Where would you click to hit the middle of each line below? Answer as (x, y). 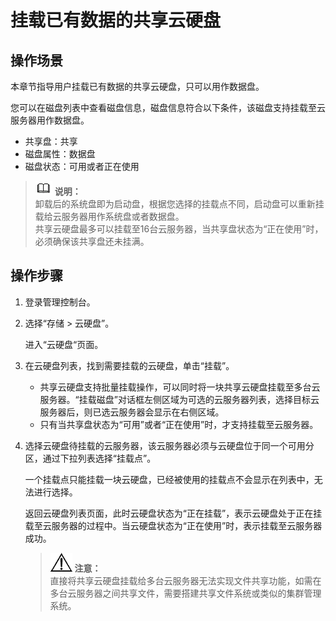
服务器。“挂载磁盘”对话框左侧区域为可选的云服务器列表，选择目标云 (179, 399)
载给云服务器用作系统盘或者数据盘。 (109, 216)
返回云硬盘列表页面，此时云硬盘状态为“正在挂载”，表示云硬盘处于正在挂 (173, 513)
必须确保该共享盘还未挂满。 (92, 241)
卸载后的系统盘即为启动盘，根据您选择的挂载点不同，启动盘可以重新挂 (179, 204)
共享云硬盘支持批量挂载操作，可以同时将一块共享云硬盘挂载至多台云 (180, 387)
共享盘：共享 (51, 141)
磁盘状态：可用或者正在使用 (82, 166)
